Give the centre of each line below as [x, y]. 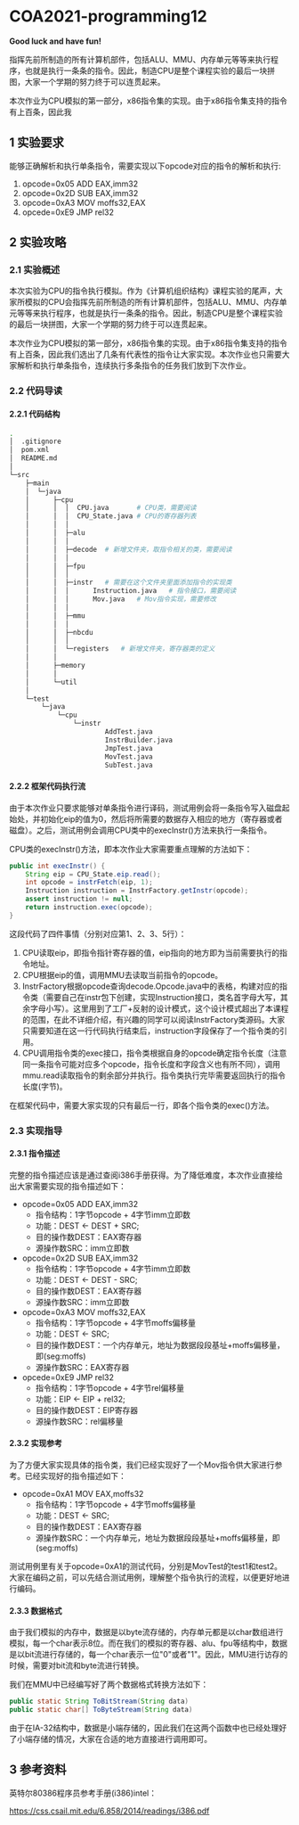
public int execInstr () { [57, 866]
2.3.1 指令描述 [35, 1154]
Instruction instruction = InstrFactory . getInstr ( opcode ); [137, 891]
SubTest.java [129, 765]
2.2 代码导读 [36, 391]
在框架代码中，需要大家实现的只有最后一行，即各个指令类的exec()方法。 [141, 1105]
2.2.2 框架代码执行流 [48, 786]
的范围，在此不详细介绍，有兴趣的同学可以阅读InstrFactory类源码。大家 [154, 1019]
